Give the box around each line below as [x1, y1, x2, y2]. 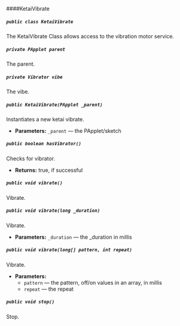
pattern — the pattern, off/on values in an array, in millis [23, 279, 163, 286]
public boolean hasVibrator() [6, 141, 82, 147]
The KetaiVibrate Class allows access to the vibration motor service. [6, 32, 175, 39]
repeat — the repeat [23, 285, 74, 293]
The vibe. [6, 88, 30, 95]
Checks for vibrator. [6, 155, 56, 162]
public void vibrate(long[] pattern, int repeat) [6, 247, 133, 253]
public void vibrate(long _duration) [6, 208, 100, 214]
